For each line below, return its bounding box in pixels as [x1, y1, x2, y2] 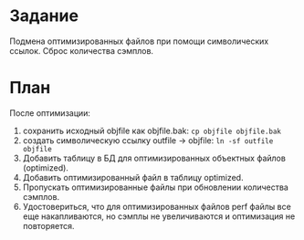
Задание [9, 5, 79, 26]
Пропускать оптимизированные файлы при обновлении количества [22, 182, 289, 193]
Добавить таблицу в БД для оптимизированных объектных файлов [22, 152, 286, 163]
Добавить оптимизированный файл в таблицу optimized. [22, 172, 244, 183]
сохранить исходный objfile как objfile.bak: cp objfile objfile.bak [22, 125, 281, 136]
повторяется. [22, 220, 75, 231]
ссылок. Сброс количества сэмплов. [9, 45, 153, 56]
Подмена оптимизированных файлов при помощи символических [9, 36, 269, 47]
